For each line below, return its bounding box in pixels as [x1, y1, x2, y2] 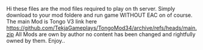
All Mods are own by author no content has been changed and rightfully [15, 31, 196, 38]
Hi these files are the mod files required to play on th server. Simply [6, 5, 176, 12]
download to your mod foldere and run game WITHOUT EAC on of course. [6, 11, 193, 19]
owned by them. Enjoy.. [6, 37, 65, 44]
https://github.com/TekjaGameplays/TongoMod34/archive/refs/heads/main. [6, 24, 197, 31]
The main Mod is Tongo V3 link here [6, 18, 98, 25]
